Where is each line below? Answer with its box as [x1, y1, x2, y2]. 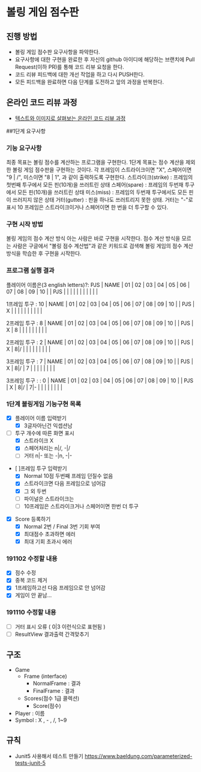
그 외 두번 [23, 487, 47, 495]
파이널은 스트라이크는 [23, 495, 74, 502]
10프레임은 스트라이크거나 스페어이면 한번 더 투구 [23, 502, 139, 510]
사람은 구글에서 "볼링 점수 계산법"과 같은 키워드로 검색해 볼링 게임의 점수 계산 [12, 243, 194, 250]
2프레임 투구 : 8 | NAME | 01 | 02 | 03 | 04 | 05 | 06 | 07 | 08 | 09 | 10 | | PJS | [6, 319, 194, 327]
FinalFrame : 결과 [32, 687, 75, 694]
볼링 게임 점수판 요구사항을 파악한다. [14, 49, 100, 55]
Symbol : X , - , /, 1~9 [14, 716, 67, 723]
